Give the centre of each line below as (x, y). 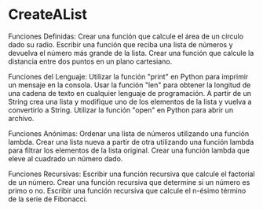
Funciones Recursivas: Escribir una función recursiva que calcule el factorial (131, 174)
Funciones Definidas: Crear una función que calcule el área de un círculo (126, 36)
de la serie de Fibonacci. (48, 199)
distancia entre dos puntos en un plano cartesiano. (90, 61)
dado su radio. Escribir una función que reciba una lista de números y (121, 44)
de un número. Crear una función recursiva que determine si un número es (129, 182)
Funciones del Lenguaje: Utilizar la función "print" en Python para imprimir (128, 76)
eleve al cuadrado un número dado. (66, 158)
